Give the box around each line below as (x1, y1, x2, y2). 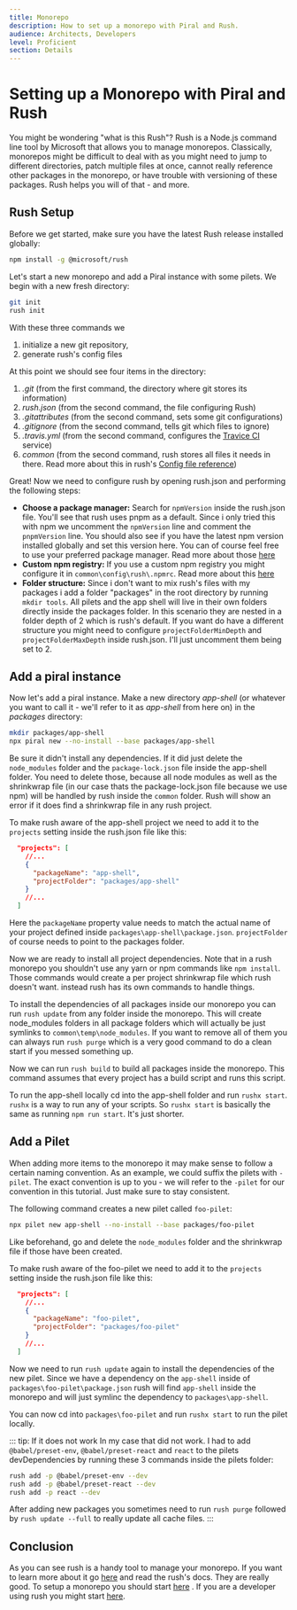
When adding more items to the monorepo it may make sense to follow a (9, 1158, 273, 1168)
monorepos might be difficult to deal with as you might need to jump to (9, 152, 268, 162)
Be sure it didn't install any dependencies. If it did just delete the (9, 753, 243, 763)
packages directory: (9, 711, 83, 723)
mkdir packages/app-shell (9, 729, 104, 738)
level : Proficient (9, 37, 77, 47)
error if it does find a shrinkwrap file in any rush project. (9, 800, 212, 811)
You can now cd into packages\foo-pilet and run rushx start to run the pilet (9, 1409, 288, 1419)
